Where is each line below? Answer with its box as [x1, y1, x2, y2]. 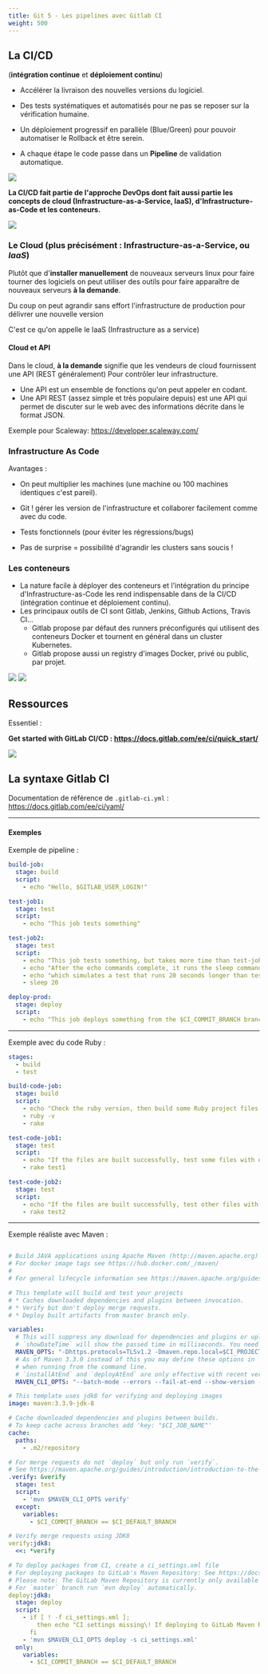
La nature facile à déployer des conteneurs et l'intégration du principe [19, 581, 250, 590]
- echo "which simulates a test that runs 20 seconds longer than [22, 971, 248, 980]
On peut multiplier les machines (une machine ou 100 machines [19, 479, 229, 489]
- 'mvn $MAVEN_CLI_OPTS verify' [22, 1495, 130, 1504]
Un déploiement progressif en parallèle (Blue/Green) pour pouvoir [19, 125, 237, 134]
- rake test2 [22, 1208, 66, 1216]
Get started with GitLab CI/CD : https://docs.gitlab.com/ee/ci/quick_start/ [8, 733, 259, 744]
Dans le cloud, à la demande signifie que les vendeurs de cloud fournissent [8, 361, 257, 370]
